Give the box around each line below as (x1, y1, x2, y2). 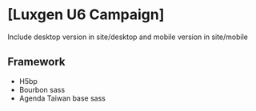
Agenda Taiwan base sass (18, 93, 106, 103)
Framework (7, 55, 66, 69)
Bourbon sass (18, 85, 66, 94)
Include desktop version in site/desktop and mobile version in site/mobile (7, 32, 249, 42)
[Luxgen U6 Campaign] (7, 6, 165, 24)
